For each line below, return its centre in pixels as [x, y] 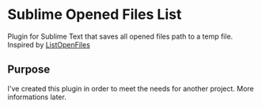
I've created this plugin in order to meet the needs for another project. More [131, 88]
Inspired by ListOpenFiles [49, 44]
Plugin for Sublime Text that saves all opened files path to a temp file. [120, 36]
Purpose [29, 70]
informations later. [37, 97]
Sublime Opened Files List [95, 15]
